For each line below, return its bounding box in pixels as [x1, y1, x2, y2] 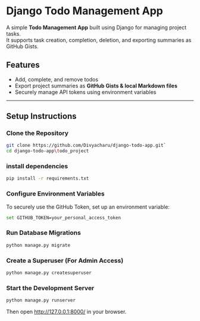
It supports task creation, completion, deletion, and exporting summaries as [6, 36, 192, 43]
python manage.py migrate [6, 242, 70, 248]
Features [6, 60, 40, 70]
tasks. [6, 30, 21, 37]
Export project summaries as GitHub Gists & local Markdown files [14, 82, 177, 89]
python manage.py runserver [6, 297, 76, 304]
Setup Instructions [6, 111, 77, 121]
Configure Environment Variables [6, 190, 105, 198]
